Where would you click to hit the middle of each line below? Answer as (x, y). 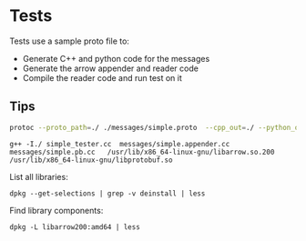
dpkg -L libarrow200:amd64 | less (75, 227)
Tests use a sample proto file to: (70, 41)
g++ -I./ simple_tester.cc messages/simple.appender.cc (120, 144)
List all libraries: (39, 176)
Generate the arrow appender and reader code (110, 68)
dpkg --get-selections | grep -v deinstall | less (107, 193)
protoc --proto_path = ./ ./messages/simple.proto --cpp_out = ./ (132, 127)
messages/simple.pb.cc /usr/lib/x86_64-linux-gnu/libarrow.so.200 (142, 152)
